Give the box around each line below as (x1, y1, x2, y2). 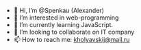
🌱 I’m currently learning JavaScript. (13, 21, 114, 28)
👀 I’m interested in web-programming (13, 14, 119, 22)
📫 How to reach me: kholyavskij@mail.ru (13, 36, 130, 43)
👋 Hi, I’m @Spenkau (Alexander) (13, 7, 105, 14)
